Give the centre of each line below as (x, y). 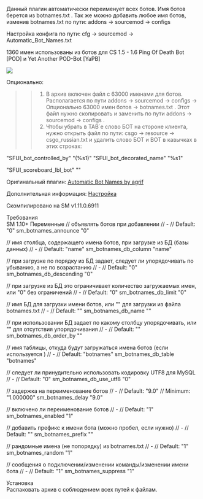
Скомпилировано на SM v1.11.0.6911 (53, 206)
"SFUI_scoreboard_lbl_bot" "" (44, 170)
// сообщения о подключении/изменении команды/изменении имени (98, 465)
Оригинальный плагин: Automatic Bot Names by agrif (75, 182)
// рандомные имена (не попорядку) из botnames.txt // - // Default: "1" (98, 446)
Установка (20, 483)
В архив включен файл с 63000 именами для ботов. (114, 94)
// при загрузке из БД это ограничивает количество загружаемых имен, (101, 286)
